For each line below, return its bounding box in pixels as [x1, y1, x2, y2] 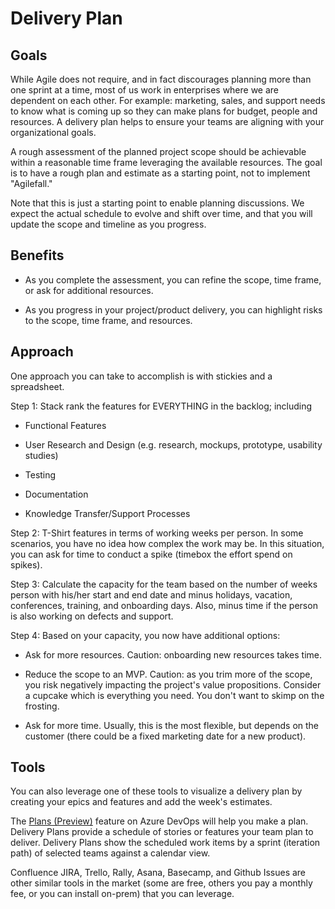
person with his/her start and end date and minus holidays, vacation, [10, 588, 293, 601]
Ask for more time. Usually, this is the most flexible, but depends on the [24, 719, 320, 731]
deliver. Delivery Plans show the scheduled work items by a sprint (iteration [10, 837, 321, 849]
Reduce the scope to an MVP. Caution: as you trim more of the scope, [24, 668, 313, 680]
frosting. [24, 700, 60, 712]
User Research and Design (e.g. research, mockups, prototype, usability [24, 438, 323, 451]
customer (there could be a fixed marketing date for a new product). [24, 730, 307, 742]
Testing [24, 468, 57, 481]
